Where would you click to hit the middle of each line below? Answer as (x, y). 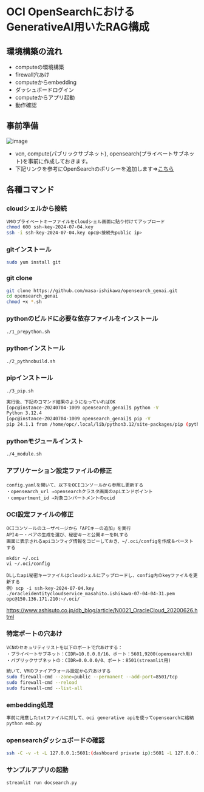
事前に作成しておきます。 (59, 161)
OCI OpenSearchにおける (71, 12)
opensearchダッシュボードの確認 (56, 740)
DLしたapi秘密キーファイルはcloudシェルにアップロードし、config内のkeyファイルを (100, 575)
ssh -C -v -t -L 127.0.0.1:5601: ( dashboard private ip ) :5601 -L (89, 753)
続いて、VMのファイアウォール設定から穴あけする (59, 671)
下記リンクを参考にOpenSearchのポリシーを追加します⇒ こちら (94, 169)
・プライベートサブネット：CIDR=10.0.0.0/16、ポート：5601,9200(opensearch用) (100, 654)
